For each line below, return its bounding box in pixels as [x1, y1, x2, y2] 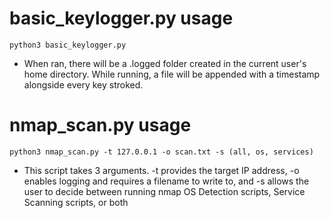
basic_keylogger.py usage [9, 7, 234, 30]
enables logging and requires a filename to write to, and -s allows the [23, 175, 310, 187]
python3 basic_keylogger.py [9, 40, 127, 50]
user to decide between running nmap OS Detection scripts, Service [23, 185, 306, 197]
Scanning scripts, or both [23, 196, 129, 208]
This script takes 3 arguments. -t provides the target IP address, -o [23, 164, 300, 176]
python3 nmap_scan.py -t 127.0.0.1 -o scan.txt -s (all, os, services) [9, 147, 314, 157]
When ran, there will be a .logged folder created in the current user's [23, 57, 307, 69]
